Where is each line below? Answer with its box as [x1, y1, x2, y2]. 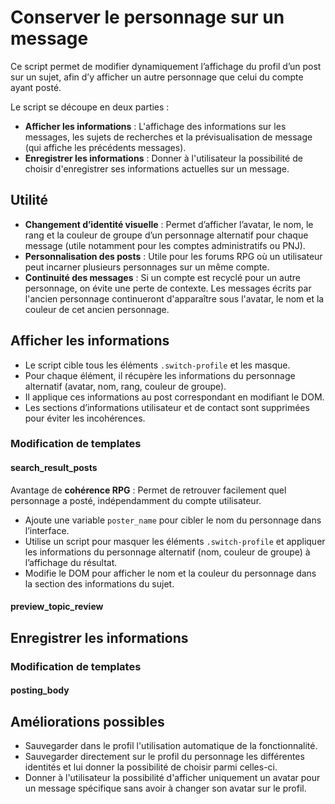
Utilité [10, 192, 49, 209]
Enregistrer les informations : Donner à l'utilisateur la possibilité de [24, 152, 303, 164]
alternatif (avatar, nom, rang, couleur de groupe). [24, 380, 227, 392]
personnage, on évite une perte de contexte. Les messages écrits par [24, 282, 312, 294]
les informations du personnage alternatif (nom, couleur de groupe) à [24, 546, 311, 558]
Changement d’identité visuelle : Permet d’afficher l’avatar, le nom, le [24, 218, 314, 230]
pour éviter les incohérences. [24, 412, 146, 424]
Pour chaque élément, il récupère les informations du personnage [24, 369, 296, 381]
